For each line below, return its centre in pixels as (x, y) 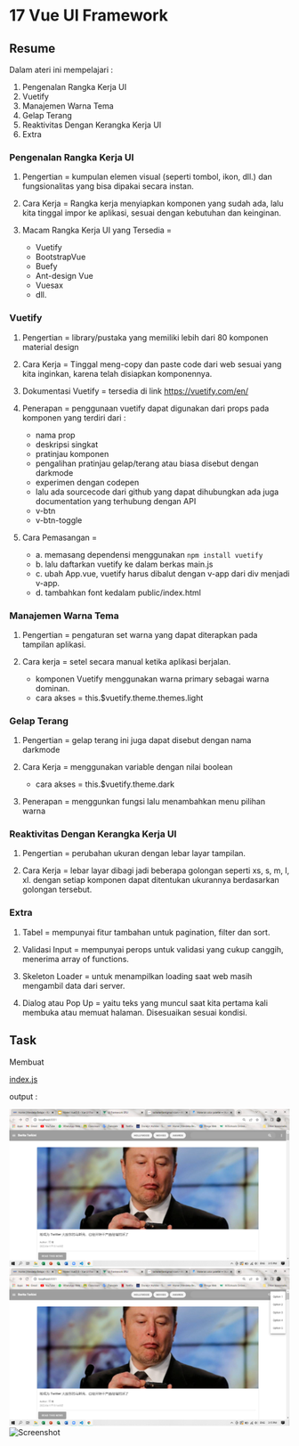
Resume (32, 49)
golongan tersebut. (57, 890)
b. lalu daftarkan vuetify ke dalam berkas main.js (124, 564)
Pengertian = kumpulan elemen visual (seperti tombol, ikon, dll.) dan (147, 177)
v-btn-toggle (59, 520)
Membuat (27, 1062)
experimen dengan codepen (87, 482)
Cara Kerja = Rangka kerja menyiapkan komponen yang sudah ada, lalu (153, 204)
